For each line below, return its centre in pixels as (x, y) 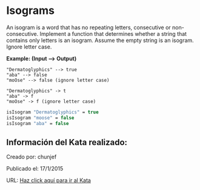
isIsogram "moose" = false (40, 118)
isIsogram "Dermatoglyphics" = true (52, 112)
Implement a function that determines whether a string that (113, 33)
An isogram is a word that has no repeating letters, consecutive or (88, 27)
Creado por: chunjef (32, 157)
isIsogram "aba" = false (38, 123)
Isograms (30, 11)
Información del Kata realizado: (67, 142)
